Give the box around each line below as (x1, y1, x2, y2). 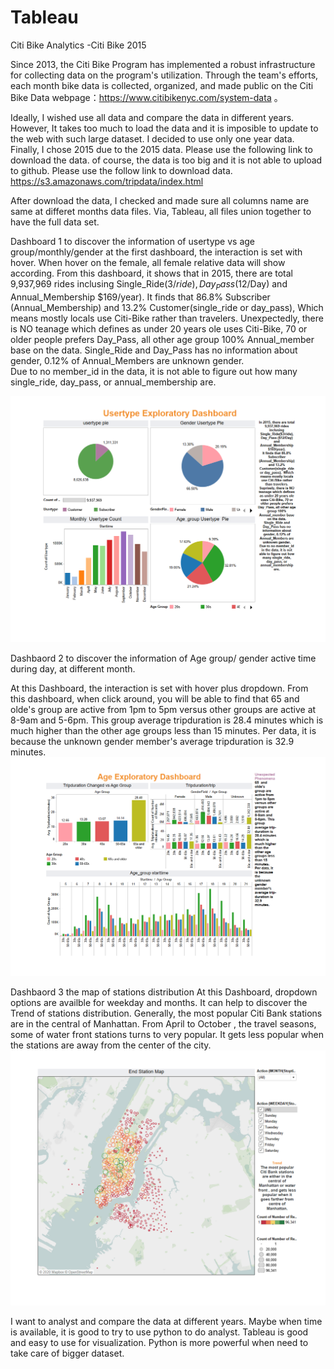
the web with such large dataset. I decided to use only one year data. (10, 132, 295, 145)
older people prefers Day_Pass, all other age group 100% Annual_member (10, 333, 315, 345)
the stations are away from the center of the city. (10, 1039, 212, 1051)
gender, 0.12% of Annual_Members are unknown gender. (10, 354, 245, 366)
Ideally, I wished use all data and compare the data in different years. (10, 111, 295, 123)
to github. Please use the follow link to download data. (10, 164, 233, 176)
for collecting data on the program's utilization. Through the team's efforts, (10, 69, 319, 81)
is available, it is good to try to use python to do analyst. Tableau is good (10, 1326, 309, 1338)
